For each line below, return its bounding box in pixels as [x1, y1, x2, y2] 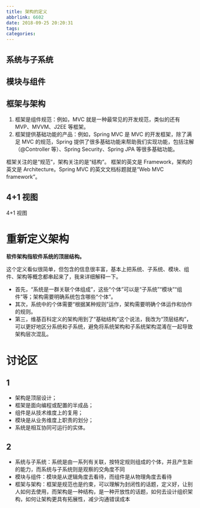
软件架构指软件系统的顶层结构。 [6, 253, 85, 260]
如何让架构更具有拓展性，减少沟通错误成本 [25, 495, 130, 503]
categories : [6, 31, 36, 37]
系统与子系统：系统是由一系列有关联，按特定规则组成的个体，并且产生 [14, 459, 188, 466]
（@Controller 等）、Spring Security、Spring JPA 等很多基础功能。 [14, 145, 179, 153]
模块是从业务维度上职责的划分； [14, 417, 94, 424]
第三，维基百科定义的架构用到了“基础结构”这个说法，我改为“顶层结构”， [14, 315, 192, 323]
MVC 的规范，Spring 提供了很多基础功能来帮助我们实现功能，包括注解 [21, 138, 194, 145]
